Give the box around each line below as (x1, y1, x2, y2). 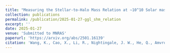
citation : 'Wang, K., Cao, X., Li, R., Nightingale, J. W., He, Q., (5, 40, 153, 45)
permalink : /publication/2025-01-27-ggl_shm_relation (5, 17, 121, 22)
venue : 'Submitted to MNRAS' (5, 31, 67, 36)
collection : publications (5, 12, 60, 17)
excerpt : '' (5, 21, 30, 27)
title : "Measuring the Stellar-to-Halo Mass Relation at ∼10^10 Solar (5, 7, 157, 13)
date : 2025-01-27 (5, 26, 42, 31)
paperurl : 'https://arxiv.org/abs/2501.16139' (5, 36, 105, 41)
